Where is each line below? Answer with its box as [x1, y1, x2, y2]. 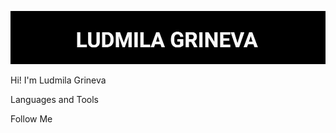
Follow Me [10, 112, 53, 125]
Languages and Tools [10, 93, 100, 105]
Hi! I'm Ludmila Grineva [10, 74, 107, 86]
